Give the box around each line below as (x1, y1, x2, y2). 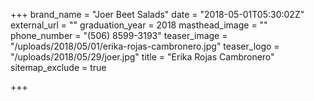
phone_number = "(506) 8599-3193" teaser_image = (10, 30, 228, 41)
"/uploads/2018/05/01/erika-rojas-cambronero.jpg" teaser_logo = (10, 40, 280, 52)
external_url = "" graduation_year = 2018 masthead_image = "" (10, 19, 268, 31)
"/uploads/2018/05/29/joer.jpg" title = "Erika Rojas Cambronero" (10, 51, 275, 63)
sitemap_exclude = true (10, 62, 107, 73)
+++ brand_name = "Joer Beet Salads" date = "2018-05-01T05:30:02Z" (10, 9, 305, 20)
